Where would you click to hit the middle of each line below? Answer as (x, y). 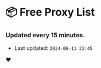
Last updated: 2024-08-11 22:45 (53, 48)
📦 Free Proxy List (50, 12)
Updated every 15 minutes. (45, 36)
